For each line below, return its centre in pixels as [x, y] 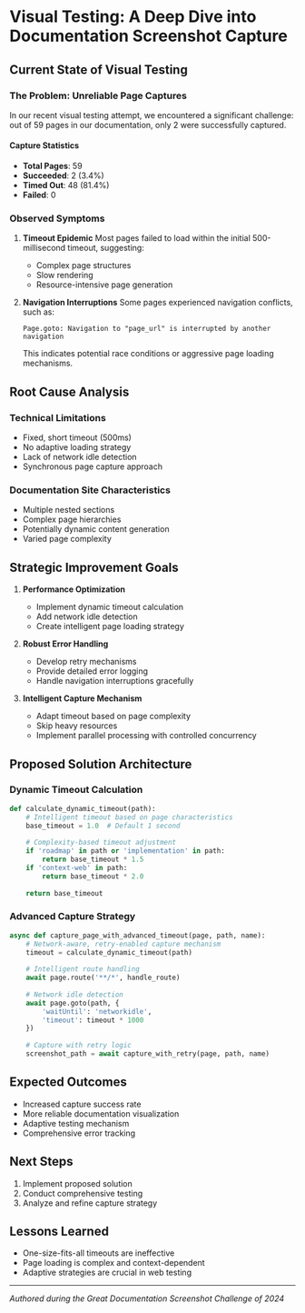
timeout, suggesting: [106, 248]
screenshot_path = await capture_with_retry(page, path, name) [148, 1054]
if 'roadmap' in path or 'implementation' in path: [125, 851]
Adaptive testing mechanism [76, 1123]
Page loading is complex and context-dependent [114, 1263]
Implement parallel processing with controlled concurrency [146, 736]
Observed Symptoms [57, 218]
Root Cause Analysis [69, 391]
